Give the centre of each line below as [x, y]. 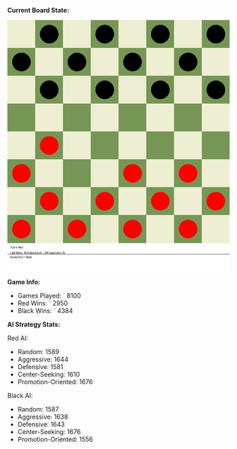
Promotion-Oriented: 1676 [55, 382]
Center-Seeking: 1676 [49, 432]
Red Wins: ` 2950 [43, 303]
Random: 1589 [38, 352]
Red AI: [18, 338]
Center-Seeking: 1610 [49, 374]
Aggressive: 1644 [43, 359]
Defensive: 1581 [40, 367]
